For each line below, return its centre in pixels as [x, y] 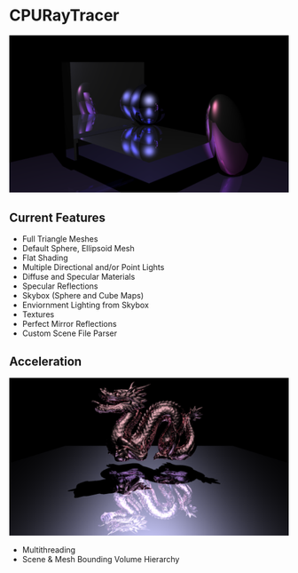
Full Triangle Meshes [60, 239]
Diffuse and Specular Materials [78, 277]
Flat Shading [45, 258]
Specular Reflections [60, 286]
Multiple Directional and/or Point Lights [93, 267]
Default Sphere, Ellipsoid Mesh [78, 249]
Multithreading [49, 549]
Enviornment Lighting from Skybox [85, 305]
